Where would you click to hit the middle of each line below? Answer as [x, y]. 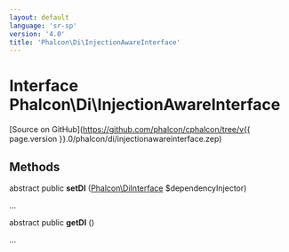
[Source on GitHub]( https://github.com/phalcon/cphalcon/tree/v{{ [130, 130]
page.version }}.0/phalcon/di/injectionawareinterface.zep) [116, 139]
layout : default [39, 17]
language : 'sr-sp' [43, 26]
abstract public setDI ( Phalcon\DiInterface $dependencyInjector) [128, 188]
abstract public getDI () [52, 222]
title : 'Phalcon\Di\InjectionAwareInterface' [95, 42]
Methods [35, 166]
